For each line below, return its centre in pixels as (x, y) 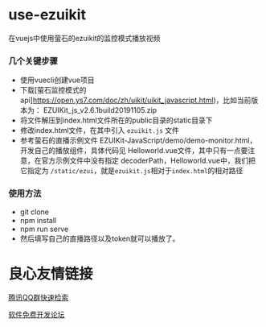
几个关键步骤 (33, 60)
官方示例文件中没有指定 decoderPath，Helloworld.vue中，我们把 (148, 161)
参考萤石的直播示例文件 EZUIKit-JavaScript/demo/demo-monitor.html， (138, 141)
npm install (38, 220)
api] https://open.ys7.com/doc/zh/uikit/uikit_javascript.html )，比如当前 (135, 100)
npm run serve (44, 229)
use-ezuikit (47, 15)
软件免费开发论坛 (37, 315)
